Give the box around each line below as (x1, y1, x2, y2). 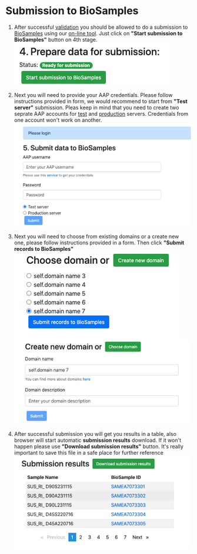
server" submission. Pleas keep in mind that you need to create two (14, 104, 179, 111)
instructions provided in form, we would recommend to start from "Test (14, 98, 188, 105)
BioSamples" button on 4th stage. (14, 36, 98, 43)
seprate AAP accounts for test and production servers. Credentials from (14, 110, 189, 117)
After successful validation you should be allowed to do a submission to (14, 23, 188, 31)
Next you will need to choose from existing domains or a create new (14, 233, 179, 240)
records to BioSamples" (14, 246, 74, 253)
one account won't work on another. (14, 116, 102, 123)
